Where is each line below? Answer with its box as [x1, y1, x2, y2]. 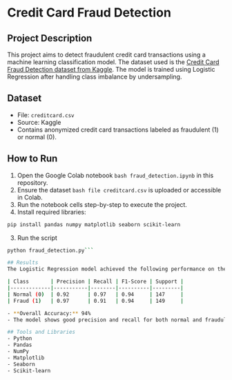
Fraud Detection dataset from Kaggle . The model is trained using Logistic [7, 66, 215, 73]
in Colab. [17, 193, 43, 201]
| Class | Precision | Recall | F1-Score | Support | [7, 278, 184, 286]
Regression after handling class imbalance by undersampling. [7, 72, 182, 81]
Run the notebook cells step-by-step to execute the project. [17, 200, 188, 208]
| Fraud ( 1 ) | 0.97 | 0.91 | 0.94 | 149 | [7, 297, 184, 304]
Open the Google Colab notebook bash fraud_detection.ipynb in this [17, 171, 214, 179]
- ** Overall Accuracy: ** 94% [7, 310, 91, 317]
